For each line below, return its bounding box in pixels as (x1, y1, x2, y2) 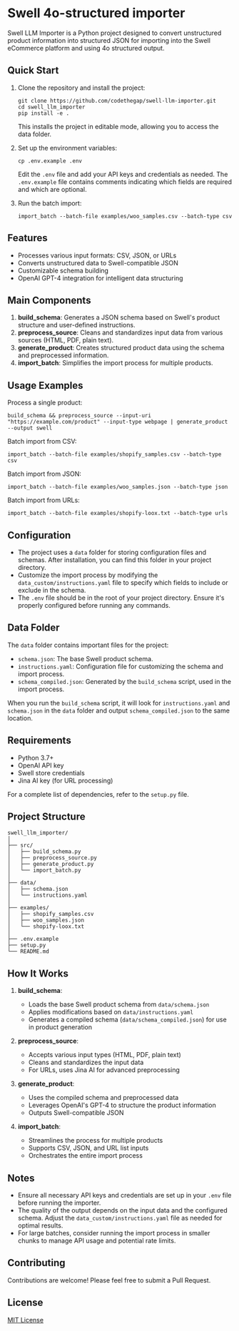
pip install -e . (17, 109, 70, 117)
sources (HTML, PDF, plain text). (17, 336, 114, 345)
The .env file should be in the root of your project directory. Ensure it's (17, 593, 225, 602)
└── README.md (7, 948, 50, 955)
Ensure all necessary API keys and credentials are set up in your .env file (17, 1191, 232, 1200)
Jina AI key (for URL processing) (17, 776, 113, 785)
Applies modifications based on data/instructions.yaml (28, 1008, 194, 1016)
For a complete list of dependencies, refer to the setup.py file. (7, 790, 189, 798)
